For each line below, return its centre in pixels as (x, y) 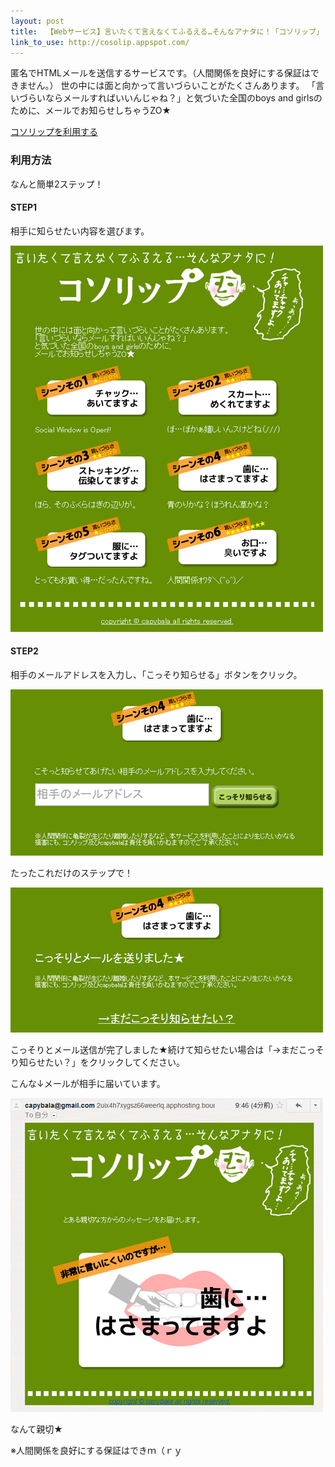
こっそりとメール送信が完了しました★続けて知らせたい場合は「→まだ (154, 1050)
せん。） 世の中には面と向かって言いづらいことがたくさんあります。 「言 (176, 86)
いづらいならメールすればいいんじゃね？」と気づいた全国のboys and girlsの (166, 98)
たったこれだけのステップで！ (71, 873)
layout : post (37, 21)
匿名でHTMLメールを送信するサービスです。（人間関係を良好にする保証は (160, 73)
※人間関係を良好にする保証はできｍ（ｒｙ (96, 1451)
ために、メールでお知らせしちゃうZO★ (91, 111)
